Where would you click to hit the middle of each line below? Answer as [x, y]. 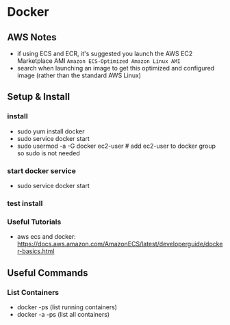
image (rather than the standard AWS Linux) [79, 75]
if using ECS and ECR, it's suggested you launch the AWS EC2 [105, 53]
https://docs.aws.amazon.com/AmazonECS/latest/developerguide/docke [120, 244]
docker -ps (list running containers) [67, 307]
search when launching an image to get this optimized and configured [116, 68]
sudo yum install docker [51, 131]
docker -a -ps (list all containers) [63, 314]
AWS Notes [32, 37]
